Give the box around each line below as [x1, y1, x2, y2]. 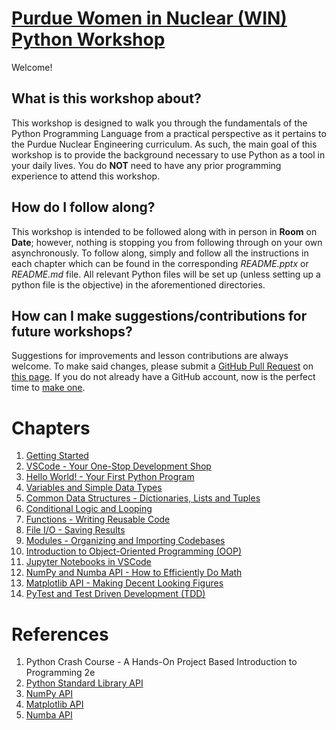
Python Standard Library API [25, 677, 144, 689]
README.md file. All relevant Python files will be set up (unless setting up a [11, 268, 321, 280]
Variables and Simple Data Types [25, 482, 163, 494]
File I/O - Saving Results [25, 524, 126, 536]
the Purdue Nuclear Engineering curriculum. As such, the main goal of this [11, 138, 318, 150]
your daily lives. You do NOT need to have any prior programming [11, 159, 282, 171]
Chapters [11, 417, 91, 439]
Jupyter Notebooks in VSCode [25, 556, 152, 568]
